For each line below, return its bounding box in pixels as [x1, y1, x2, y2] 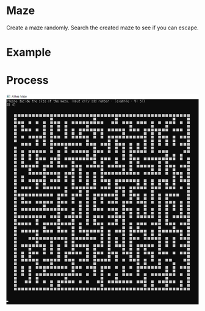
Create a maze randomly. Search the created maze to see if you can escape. [6, 24, 199, 31]
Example [6, 45, 51, 59]
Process [6, 73, 49, 88]
